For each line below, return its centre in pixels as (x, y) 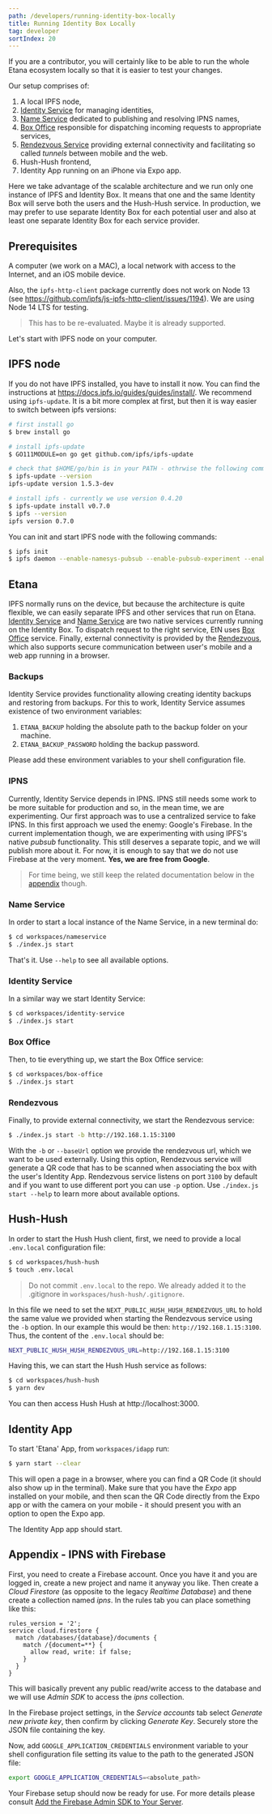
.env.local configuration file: (57, 1247)
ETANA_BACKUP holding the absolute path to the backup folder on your (134, 727)
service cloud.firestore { (54, 1631)
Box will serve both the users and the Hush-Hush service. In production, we (135, 204)
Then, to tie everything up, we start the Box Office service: (106, 1060)
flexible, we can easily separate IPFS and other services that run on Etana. (132, 612)
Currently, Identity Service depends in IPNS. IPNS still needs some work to (132, 799)
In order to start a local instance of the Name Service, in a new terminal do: (134, 922)
